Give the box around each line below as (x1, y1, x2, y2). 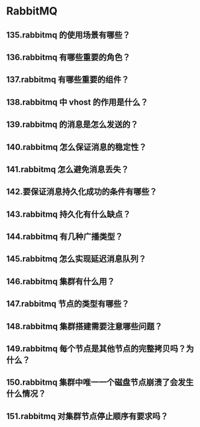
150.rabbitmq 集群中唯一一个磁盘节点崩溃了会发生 (6, 377, 194, 388)
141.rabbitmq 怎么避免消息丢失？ (6, 164, 130, 175)
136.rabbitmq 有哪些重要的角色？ (6, 52, 131, 62)
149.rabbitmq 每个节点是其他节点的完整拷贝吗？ (6, 344, 186, 354)
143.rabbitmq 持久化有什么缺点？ (6, 209, 131, 219)
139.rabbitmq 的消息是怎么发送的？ (6, 120, 139, 130)
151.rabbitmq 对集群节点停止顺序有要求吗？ (6, 411, 169, 421)
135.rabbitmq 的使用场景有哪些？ (6, 30, 131, 40)
